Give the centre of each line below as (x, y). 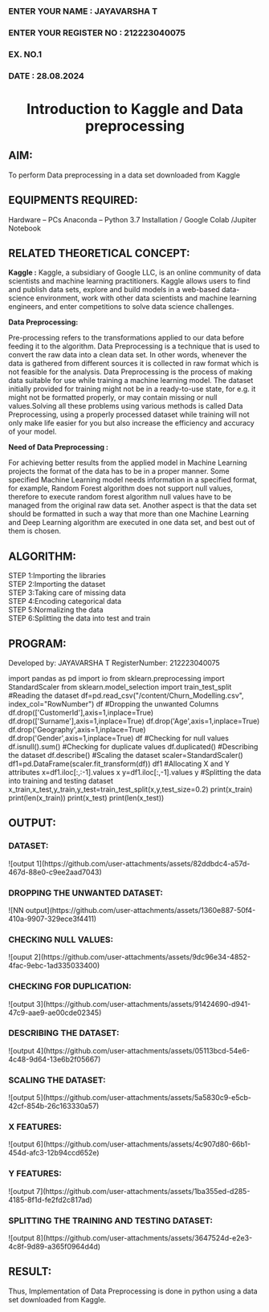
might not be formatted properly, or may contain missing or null (113, 397)
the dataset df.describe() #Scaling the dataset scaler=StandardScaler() (126, 755)
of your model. (33, 432)
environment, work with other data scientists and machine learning (146, 298)
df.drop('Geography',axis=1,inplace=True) (77, 729)
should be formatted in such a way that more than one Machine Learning (128, 514)
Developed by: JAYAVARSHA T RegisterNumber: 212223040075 (114, 662)
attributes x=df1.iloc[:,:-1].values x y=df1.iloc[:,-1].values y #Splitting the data (135, 772)
